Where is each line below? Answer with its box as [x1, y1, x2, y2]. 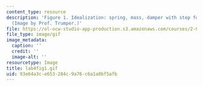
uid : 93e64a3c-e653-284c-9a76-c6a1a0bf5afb [6, 71, 118, 77]
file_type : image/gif [6, 31, 61, 38]
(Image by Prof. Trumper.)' [11, 20, 83, 26]
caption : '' [11, 43, 42, 49]
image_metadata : [6, 37, 47, 43]
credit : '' [11, 48, 39, 55]
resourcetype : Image [6, 59, 59, 65]
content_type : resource [6, 8, 66, 15]
